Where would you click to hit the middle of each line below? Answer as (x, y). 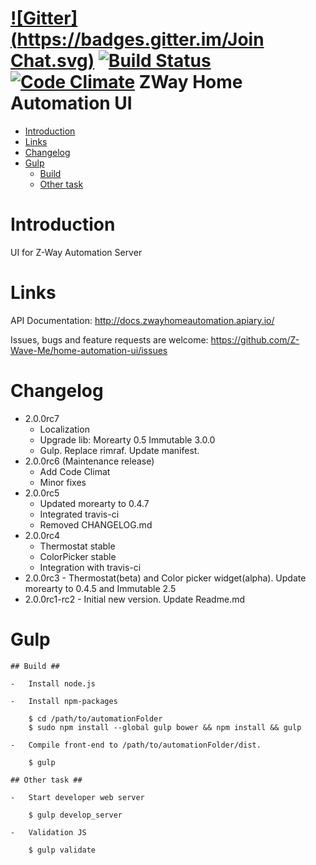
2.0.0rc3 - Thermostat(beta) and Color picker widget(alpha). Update (165, 578)
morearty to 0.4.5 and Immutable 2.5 (100, 588)
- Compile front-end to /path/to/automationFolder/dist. (136, 745)
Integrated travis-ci (79, 514)
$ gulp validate (62, 850)
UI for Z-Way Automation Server (76, 252)
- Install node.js (53, 683)
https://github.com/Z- (255, 339)
